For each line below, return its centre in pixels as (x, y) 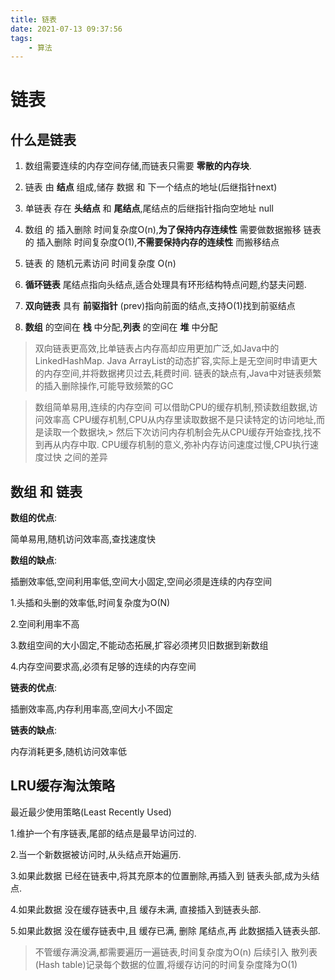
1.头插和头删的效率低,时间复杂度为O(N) (90, 603)
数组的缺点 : (34, 560)
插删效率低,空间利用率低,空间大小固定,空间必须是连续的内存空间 (141, 582)
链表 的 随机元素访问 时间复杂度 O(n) (100, 263)
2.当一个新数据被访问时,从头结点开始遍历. (96, 854)
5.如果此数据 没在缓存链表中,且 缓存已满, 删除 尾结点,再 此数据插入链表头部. (165, 930)
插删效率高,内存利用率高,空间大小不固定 (92, 709)
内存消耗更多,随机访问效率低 (69, 752)
